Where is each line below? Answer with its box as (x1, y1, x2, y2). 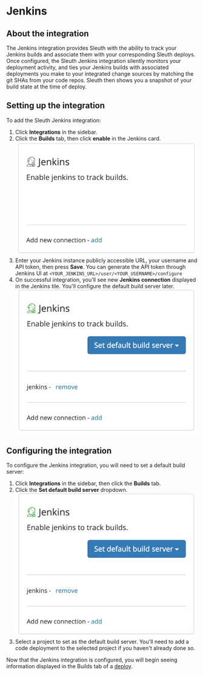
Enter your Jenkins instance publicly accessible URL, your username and (15, 257, 198, 264)
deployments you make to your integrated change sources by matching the (6, 70, 194, 77)
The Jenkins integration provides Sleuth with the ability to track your (6, 44, 177, 51)
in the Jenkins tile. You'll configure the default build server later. (15, 283, 175, 290)
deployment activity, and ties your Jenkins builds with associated (6, 64, 169, 71)
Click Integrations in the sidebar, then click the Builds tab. (15, 480, 161, 487)
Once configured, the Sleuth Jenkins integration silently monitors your (6, 58, 181, 64)
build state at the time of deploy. (6, 83, 87, 90)
